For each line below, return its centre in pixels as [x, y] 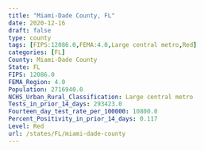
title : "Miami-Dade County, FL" [62, 15]
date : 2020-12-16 [37, 23]
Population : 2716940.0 [46, 89]
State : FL [25, 67]
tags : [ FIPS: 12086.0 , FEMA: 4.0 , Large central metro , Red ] [102, 45]
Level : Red [26, 126]
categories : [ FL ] [37, 52]
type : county [30, 38]
